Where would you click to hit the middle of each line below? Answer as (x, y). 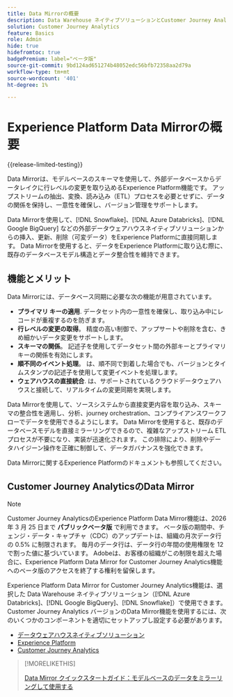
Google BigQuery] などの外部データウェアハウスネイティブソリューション (113, 229)
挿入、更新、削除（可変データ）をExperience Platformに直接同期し (115, 237)
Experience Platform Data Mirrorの (109, 128)
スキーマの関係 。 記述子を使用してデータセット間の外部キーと (106, 346)
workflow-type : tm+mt (39, 72)
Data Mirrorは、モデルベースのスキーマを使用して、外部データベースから (111, 179)
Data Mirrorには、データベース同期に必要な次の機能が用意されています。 (111, 297)
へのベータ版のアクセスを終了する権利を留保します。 (83, 570)
